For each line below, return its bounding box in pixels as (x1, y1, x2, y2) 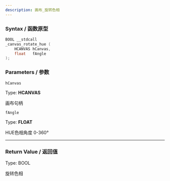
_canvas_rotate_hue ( (5, 42, 51, 47)
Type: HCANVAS (5, 89, 41, 95)
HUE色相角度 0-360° (5, 129, 49, 135)
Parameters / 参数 (5, 69, 50, 76)
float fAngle (14, 51, 47, 56)
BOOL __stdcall (5, 37, 37, 42)
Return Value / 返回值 (5, 148, 58, 155)
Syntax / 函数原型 (5, 25, 49, 32)
